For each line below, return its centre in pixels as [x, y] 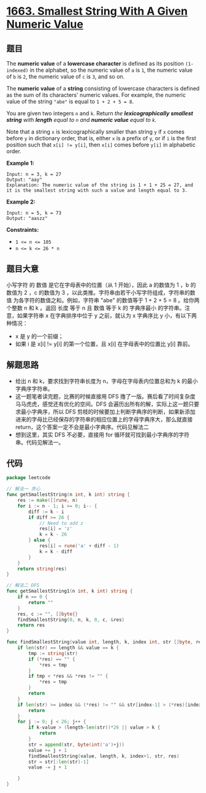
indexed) [17, 70]
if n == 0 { [32, 597]
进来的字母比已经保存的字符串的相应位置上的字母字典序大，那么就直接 [104, 419]
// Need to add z [61, 523]
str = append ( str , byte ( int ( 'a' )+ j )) [76, 745]
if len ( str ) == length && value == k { [68, 648]
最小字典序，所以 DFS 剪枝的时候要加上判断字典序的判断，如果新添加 [108, 411]
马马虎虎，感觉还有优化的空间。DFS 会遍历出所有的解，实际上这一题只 [105, 404]
